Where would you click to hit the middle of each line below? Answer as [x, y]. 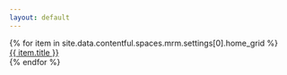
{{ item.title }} [35, 52]
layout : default [39, 17]
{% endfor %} [35, 62]
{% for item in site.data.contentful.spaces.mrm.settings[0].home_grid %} [143, 43]
